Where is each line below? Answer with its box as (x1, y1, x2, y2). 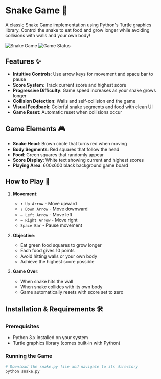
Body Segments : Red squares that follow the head (12, 146, 120, 152)
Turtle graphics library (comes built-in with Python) (12, 340, 121, 346)
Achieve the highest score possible (20, 259, 95, 265)
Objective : (12, 233, 36, 239)
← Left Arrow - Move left (20, 212, 73, 218)
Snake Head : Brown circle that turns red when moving (12, 140, 127, 146)
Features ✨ (5, 57, 41, 66)
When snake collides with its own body (20, 284, 103, 290)
